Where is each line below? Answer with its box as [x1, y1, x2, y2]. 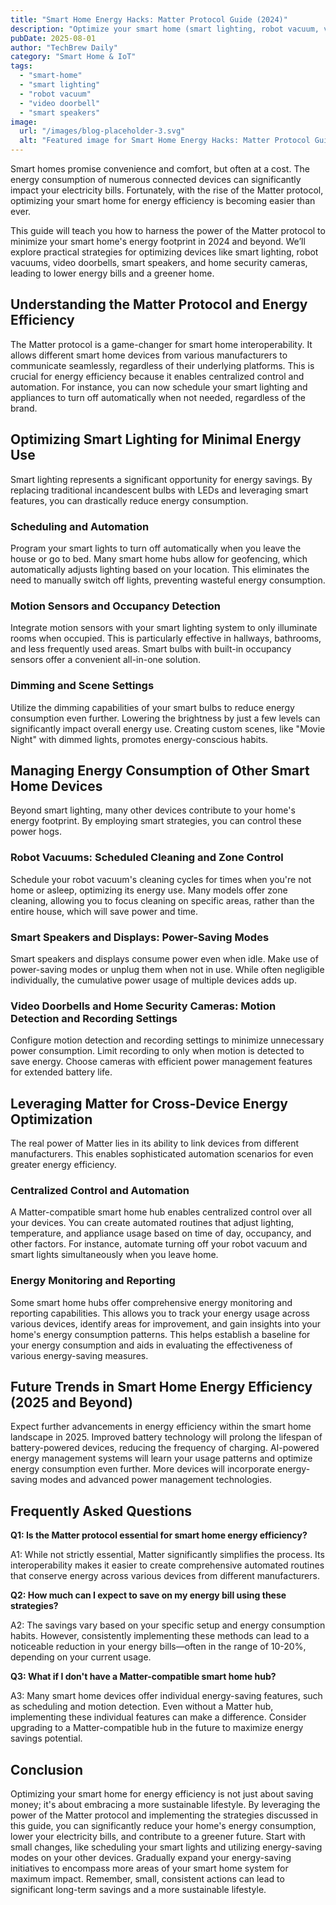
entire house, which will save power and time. [10, 905, 199, 917]
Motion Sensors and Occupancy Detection [10, 599, 221, 613]
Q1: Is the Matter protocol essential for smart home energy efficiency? [10, 1529, 308, 1541]
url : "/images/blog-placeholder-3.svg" [19, 126, 186, 136]
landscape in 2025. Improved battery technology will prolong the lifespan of [10, 1431, 323, 1443]
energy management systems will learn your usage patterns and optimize [10, 1452, 313, 1465]
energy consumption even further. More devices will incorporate [10, 1463, 276, 1475]
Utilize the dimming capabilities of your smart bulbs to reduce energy [10, 701, 295, 713]
